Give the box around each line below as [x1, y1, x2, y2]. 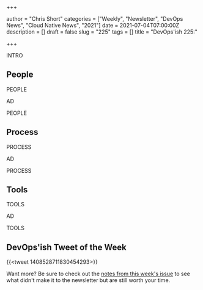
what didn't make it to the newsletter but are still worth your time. [6, 277, 171, 284]
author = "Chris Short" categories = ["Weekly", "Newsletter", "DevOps [6, 15, 183, 22]
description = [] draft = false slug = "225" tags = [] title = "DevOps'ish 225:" [6, 28, 197, 35]
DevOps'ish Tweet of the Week [6, 242, 127, 252]
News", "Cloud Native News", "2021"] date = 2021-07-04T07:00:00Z [6, 22, 180, 29]
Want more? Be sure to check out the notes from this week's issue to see [6, 270, 191, 278]
